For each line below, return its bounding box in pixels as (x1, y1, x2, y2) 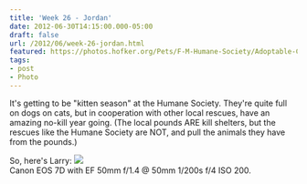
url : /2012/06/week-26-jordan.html (9, 38, 145, 48)
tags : (9, 56, 30, 65)
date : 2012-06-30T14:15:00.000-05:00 (9, 22, 153, 31)
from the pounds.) (9, 136, 78, 147)
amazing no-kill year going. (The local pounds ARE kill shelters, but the (9, 117, 276, 128)
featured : (9, 47, 48, 56)
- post (9, 65, 35, 74)
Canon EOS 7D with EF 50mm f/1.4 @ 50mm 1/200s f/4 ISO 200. (9, 165, 251, 176)
